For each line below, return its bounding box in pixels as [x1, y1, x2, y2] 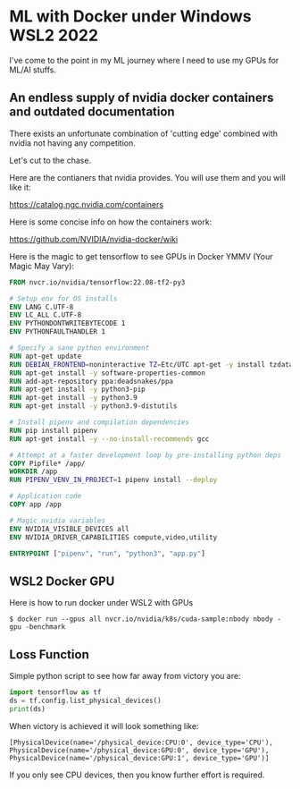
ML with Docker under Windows [9, 6, 252, 27]
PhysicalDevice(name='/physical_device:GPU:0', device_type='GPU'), [9, 745, 270, 755]
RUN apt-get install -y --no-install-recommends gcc [9, 434, 210, 444]
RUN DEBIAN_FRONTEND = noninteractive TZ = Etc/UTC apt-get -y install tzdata [9, 360, 294, 369]
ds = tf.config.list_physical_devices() [9, 696, 162, 705]
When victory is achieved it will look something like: [9, 720, 199, 731]
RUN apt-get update [9, 352, 82, 361]
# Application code [9, 492, 82, 501]
